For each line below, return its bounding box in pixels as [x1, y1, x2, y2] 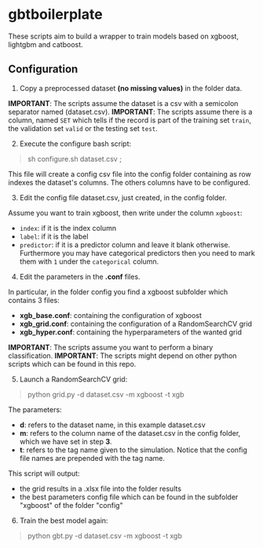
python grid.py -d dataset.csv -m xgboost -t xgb [27, 389, 184, 399]
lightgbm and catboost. [8, 39, 84, 49]
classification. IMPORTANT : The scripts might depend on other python [8, 351, 237, 360]
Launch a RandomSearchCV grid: [19, 374, 128, 384]
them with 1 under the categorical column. [19, 257, 159, 266]
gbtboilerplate [8, 5, 104, 24]
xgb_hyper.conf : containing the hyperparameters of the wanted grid [19, 327, 242, 337]
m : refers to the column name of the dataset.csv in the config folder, [19, 428, 241, 437]
